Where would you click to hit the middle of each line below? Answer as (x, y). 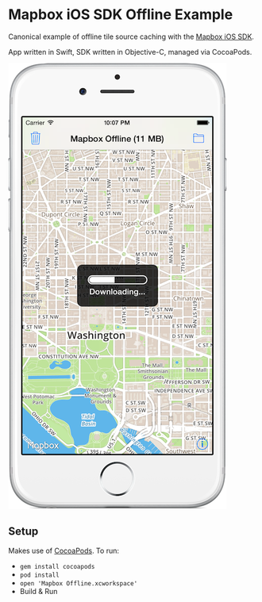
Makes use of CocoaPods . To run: (64, 550)
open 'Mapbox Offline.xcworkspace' (79, 583)
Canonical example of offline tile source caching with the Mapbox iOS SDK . (131, 36)
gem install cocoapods (57, 566)
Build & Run (39, 591)
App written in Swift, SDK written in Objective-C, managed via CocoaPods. (130, 52)
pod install (39, 575)
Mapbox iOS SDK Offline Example (121, 15)
